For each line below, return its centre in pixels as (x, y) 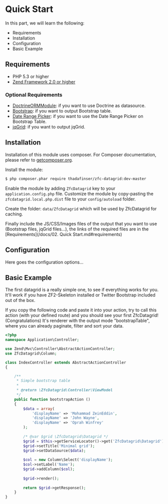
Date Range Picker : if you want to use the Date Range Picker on (78, 116)
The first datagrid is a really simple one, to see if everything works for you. (82, 290)
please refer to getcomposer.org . (39, 160)
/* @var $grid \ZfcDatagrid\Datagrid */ (66, 436)
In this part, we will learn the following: (45, 23)
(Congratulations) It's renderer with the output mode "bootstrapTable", (77, 320)
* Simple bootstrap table (43, 381)
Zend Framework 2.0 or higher (44, 81)
